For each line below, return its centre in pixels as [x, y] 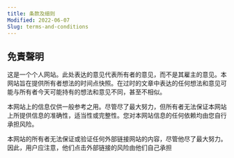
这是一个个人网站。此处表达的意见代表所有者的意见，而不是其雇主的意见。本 [117, 74]
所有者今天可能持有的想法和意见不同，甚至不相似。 [92, 92]
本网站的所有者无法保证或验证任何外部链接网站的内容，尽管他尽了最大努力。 [117, 139]
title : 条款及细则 [31, 14]
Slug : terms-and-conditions [48, 26]
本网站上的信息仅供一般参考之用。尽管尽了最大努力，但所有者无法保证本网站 [117, 107]
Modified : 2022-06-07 [39, 20]
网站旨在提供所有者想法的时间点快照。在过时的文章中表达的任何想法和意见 [114, 84]
